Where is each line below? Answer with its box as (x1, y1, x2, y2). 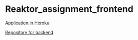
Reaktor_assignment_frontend (5, 3, 134, 15)
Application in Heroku (5, 20, 50, 26)
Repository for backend (5, 29, 54, 35)
